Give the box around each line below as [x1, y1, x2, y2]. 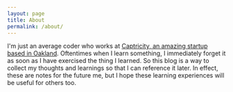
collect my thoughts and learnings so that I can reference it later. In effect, [7, 64, 218, 73]
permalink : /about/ [7, 23, 64, 30]
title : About [7, 17, 45, 24]
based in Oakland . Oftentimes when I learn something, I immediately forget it [7, 49, 226, 57]
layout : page [7, 10, 45, 17]
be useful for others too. [7, 79, 76, 87]
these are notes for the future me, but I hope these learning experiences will [7, 71, 225, 80]
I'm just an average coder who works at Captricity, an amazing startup [7, 42, 208, 50]
